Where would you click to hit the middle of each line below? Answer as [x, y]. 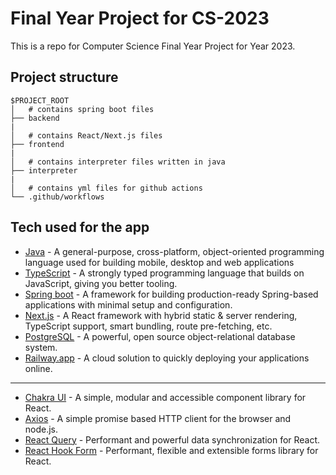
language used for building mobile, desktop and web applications [159, 262]
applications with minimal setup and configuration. [128, 304]
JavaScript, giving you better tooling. [101, 283]
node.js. [41, 429]
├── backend [35, 118]
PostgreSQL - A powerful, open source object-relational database [160, 336]
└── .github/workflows [57, 197]
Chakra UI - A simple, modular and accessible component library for [165, 397]
